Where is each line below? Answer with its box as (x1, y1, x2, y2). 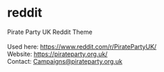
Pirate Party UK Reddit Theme (7, 28, 93, 36)
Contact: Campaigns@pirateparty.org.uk (7, 57, 122, 65)
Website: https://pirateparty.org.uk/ (7, 50, 108, 58)
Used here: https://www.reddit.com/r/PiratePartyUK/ (7, 42, 157, 51)
